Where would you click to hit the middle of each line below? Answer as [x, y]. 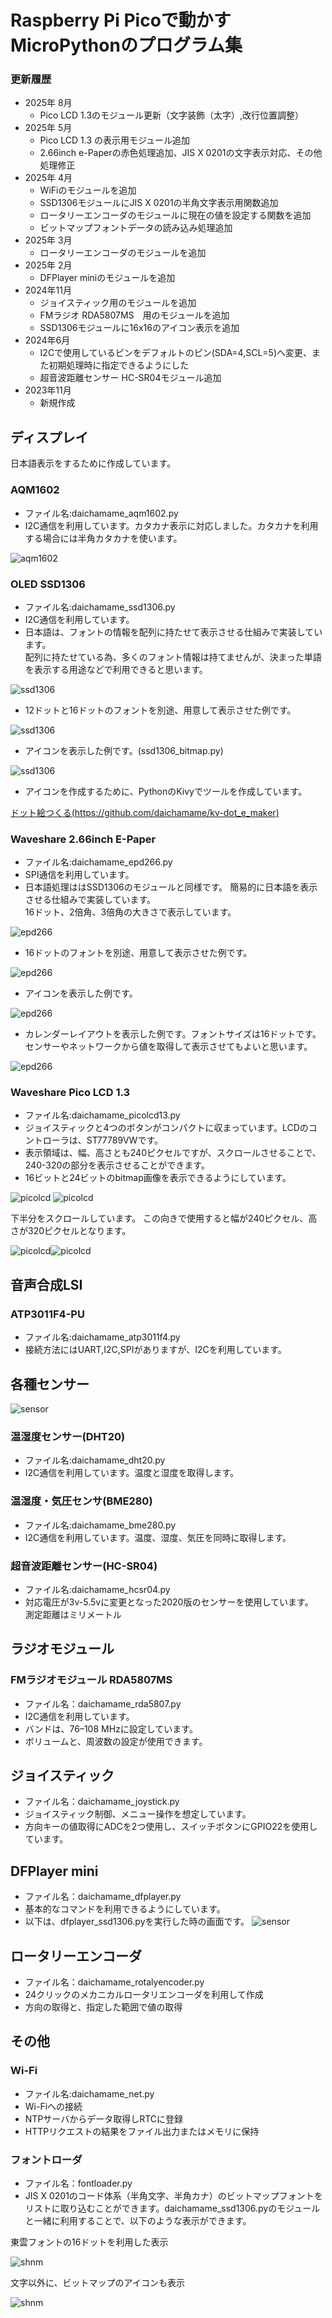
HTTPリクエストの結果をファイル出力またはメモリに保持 [142, 2131]
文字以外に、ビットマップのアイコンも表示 [97, 2282]
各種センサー [50, 1384]
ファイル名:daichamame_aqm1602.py [101, 513]
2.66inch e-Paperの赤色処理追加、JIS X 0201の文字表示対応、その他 [181, 153]
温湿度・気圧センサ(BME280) [81, 1501]
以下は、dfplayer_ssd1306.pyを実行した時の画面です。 [137, 1922]
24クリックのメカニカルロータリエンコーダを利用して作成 [144, 1994]
